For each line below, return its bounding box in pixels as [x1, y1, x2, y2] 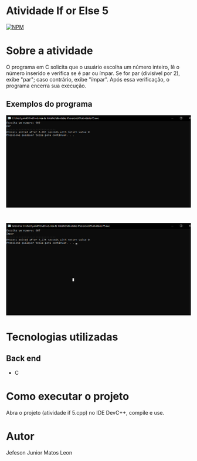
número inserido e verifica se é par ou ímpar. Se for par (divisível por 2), [6, 69, 181, 77]
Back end [6, 354, 41, 364]
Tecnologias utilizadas [6, 330, 118, 344]
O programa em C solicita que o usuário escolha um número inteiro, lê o [6, 63, 180, 70]
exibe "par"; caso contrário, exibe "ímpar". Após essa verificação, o [6, 76, 170, 83]
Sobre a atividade [6, 44, 93, 57]
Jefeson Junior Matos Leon [6, 449, 73, 456]
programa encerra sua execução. [6, 82, 87, 89]
